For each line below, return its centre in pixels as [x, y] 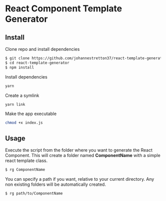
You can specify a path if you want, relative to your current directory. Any [80, 179]
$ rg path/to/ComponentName [34, 193]
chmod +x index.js [24, 123]
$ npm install [20, 67]
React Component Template [64, 9]
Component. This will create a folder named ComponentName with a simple [83, 156]
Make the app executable [31, 114]
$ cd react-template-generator [37, 63]
